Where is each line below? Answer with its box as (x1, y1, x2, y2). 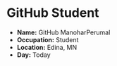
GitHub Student (6, 5, 99, 21)
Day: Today (16, 51, 51, 59)
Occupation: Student (16, 35, 79, 44)
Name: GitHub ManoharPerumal (16, 28, 111, 37)
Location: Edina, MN (16, 43, 78, 51)
